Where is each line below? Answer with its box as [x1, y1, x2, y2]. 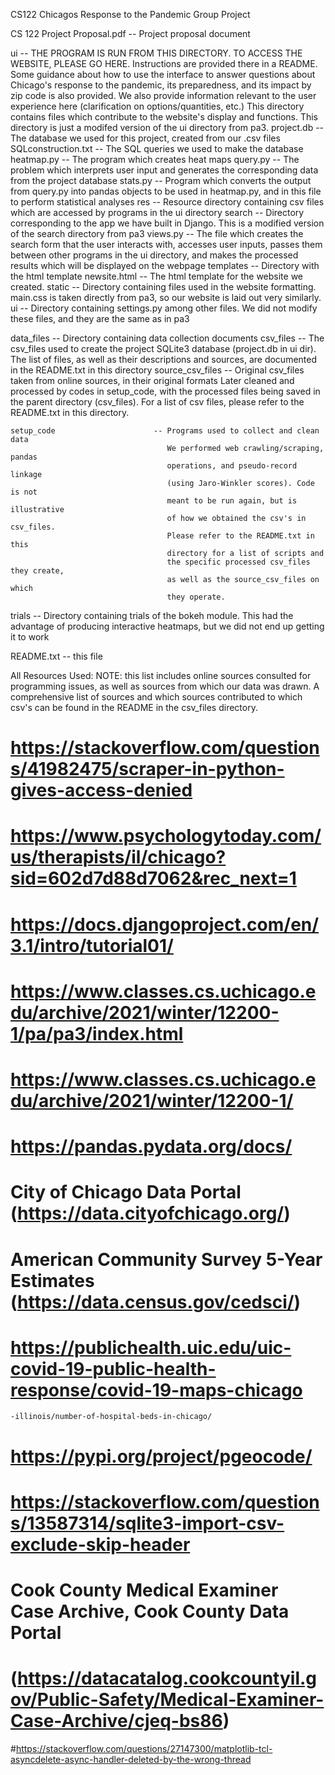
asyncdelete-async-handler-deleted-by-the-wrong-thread [10, 1753, 252, 1765]
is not [10, 487, 38, 497]
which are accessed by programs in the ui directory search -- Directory [10, 207, 305, 218]
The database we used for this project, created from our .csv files [10, 132, 281, 144]
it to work [10, 631, 50, 643]
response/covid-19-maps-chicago [10, 1379, 303, 1401]
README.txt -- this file [10, 650, 103, 662]
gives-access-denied [10, 779, 193, 802]
